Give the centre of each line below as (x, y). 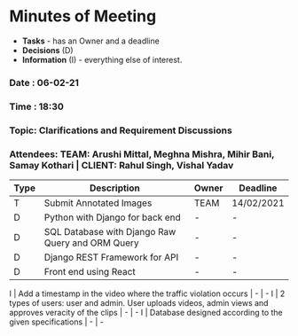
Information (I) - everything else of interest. (102, 59)
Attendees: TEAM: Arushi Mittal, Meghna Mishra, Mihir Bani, (142, 154)
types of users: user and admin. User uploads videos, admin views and (139, 303)
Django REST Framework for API (111, 257)
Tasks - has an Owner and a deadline (90, 41)
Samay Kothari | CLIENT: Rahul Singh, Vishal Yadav (122, 165)
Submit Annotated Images (98, 203)
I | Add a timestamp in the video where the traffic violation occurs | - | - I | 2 (147, 293)
